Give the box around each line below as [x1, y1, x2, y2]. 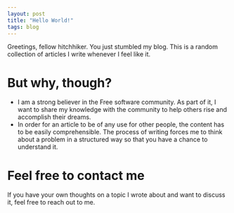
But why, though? [7, 75, 112, 91]
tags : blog [7, 23, 39, 30]
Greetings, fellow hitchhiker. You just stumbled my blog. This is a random [7, 43, 218, 51]
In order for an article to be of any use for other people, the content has [17, 120, 225, 129]
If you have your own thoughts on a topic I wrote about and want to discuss [7, 191, 226, 199]
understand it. [17, 143, 58, 151]
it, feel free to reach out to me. [7, 198, 96, 207]
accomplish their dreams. [17, 113, 91, 122]
